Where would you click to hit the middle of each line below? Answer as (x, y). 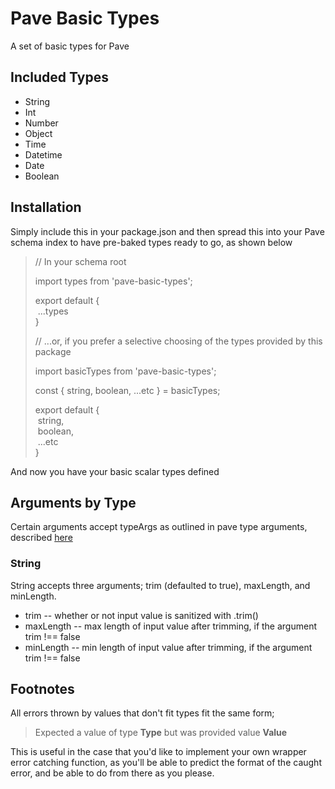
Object (38, 133)
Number (41, 123)
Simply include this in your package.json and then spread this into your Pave (167, 231)
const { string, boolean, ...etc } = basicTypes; (127, 390)
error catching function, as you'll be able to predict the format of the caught (166, 763)
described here (41, 538)
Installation (46, 207)
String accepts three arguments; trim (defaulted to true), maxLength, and (160, 585)
